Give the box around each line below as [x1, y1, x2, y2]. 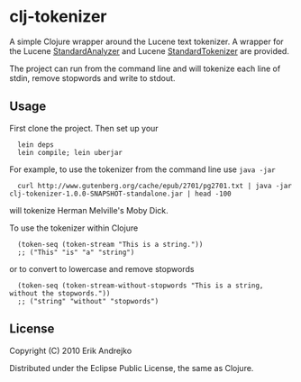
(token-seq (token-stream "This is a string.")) [17, 240, 204, 249]
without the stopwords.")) [9, 288, 111, 298]
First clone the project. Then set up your [9, 123, 160, 133]
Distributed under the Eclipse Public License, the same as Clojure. [9, 362, 254, 373]
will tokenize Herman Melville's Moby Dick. [9, 205, 169, 215]
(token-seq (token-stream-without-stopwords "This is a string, [17, 281, 264, 290]
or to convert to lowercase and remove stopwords [9, 263, 195, 274]
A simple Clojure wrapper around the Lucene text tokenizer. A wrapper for [9, 36, 284, 47]
